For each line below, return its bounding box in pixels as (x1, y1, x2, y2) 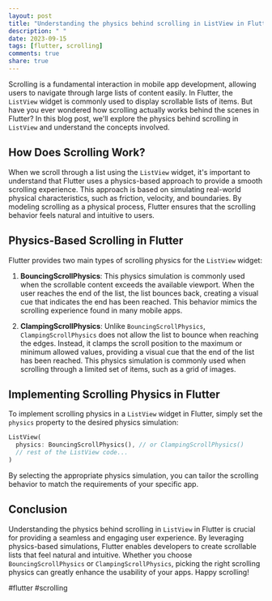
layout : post (8, 11, 53, 20)
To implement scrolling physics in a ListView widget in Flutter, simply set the (8, 409, 263, 419)
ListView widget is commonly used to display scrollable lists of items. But (8, 96, 253, 106)
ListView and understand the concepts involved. (8, 122, 170, 132)
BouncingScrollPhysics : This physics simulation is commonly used (19, 271, 245, 280)
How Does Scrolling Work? (8, 146, 146, 160)
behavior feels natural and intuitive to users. (8, 210, 155, 220)
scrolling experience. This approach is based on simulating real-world (8, 184, 241, 194)
